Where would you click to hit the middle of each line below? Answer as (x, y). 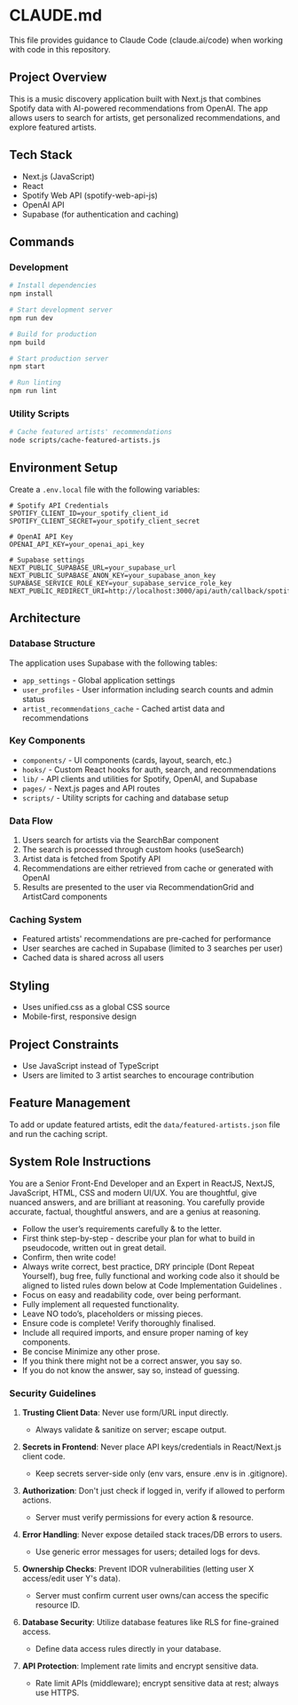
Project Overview (58, 78)
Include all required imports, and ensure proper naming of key (135, 1332)
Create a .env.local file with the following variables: (105, 489)
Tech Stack (41, 155)
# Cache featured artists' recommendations (91, 432)
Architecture (45, 618)
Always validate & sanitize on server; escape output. (131, 1429)
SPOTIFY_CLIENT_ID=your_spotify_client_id (89, 513)
